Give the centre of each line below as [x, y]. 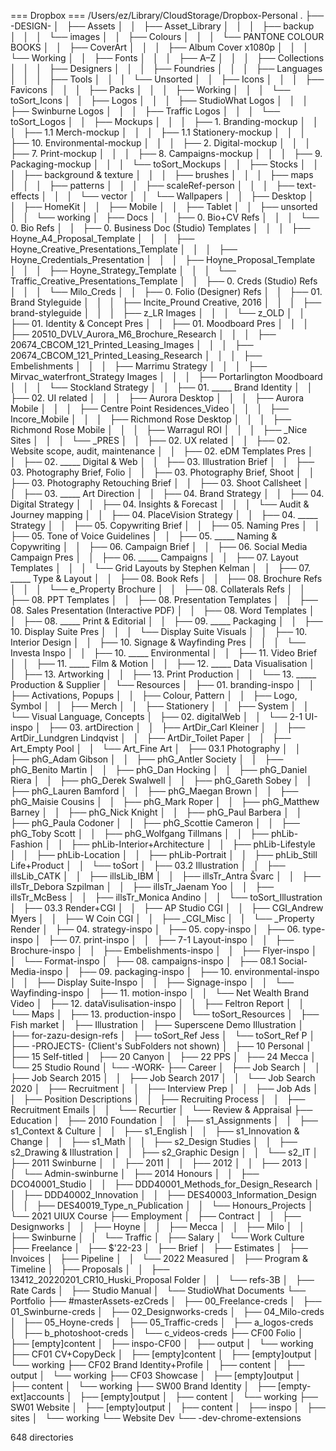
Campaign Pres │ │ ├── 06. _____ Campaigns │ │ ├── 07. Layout [154, 557]
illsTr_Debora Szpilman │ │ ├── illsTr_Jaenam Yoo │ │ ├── [142, 886]
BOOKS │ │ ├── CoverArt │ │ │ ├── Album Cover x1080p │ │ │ [159, 47]
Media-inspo [36, 971]
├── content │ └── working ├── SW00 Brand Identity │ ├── [143, 1386]
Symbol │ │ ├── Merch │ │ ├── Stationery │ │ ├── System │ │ [160, 706]
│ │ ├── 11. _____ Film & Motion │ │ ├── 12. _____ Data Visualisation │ [163, 663]
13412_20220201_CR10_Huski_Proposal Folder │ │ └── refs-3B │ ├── [162, 1279]
